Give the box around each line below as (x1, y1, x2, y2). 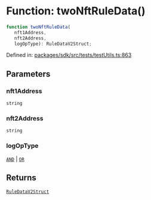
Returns (6, 172, 37, 183)
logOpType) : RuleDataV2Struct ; (14, 41, 93, 47)
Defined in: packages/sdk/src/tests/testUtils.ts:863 (6, 51, 132, 59)
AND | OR (6, 155, 25, 162)
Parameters (6, 69, 51, 79)
